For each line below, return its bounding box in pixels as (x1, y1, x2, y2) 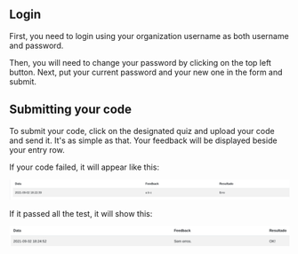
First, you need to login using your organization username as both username (9, 30, 289, 41)
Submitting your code (9, 102, 132, 117)
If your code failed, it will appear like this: (9, 162, 160, 172)
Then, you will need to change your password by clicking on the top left (9, 57, 271, 67)
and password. (9, 40, 64, 51)
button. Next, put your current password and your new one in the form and (9, 67, 283, 77)
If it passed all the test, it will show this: (9, 208, 153, 218)
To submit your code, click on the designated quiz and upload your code (9, 125, 275, 136)
